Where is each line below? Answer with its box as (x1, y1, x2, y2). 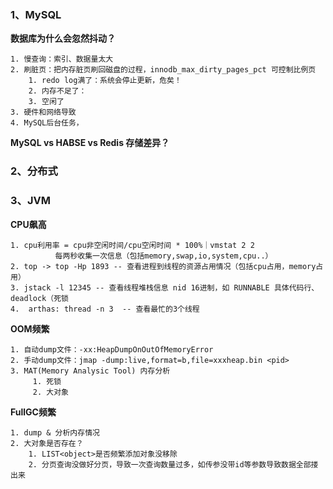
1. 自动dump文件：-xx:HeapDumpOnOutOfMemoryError (10, 344, 214, 355)
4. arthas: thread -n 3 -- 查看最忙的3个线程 (10, 304, 200, 314)
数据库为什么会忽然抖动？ (10, 32, 116, 45)
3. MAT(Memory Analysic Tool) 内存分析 (10, 366, 171, 376)
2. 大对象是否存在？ (10, 438, 84, 448)
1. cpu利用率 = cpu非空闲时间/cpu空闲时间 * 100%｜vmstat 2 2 (10, 240, 255, 250)
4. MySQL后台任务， (10, 118, 84, 128)
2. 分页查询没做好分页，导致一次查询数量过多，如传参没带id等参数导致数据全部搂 (28, 459, 319, 470)
